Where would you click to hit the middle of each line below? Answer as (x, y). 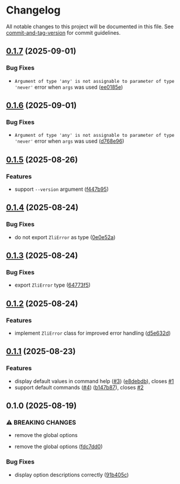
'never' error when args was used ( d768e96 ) (69, 141)
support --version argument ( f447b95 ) (62, 189)
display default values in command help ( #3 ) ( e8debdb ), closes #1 (94, 381)
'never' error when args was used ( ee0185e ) (69, 87)
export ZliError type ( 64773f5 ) (52, 285)
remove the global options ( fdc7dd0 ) (58, 446)
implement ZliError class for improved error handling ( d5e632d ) (93, 333)
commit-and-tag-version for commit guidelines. (63, 32)
